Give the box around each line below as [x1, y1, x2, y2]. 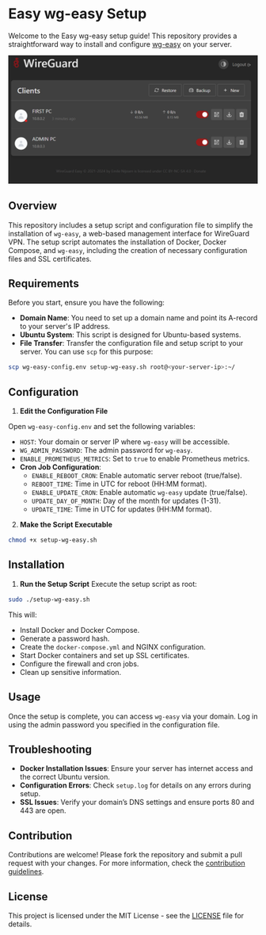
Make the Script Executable [19, 520, 113, 530]
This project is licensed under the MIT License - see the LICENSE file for [8, 910, 244, 920]
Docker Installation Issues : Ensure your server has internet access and [19, 764, 253, 773]
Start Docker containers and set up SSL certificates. [19, 650, 190, 660]
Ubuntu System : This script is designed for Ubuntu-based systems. [19, 330, 241, 339]
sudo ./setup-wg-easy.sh [8, 596, 90, 604]
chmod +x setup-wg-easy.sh [8, 536, 97, 544]
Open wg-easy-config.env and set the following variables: [8, 422, 196, 431]
